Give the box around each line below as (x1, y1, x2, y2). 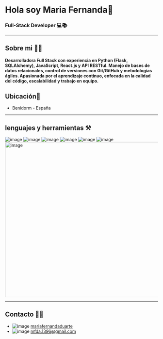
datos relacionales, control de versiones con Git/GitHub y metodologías (5, 68, 152, 74)
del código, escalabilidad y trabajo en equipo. (5, 78, 99, 84)
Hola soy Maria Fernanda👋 (5, 4, 114, 16)
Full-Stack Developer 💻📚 (5, 22, 67, 29)
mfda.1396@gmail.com (31, 328, 76, 334)
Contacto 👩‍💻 (5, 310, 44, 319)
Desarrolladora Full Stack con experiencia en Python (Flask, (5, 58, 128, 64)
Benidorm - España (12, 105, 51, 111)
